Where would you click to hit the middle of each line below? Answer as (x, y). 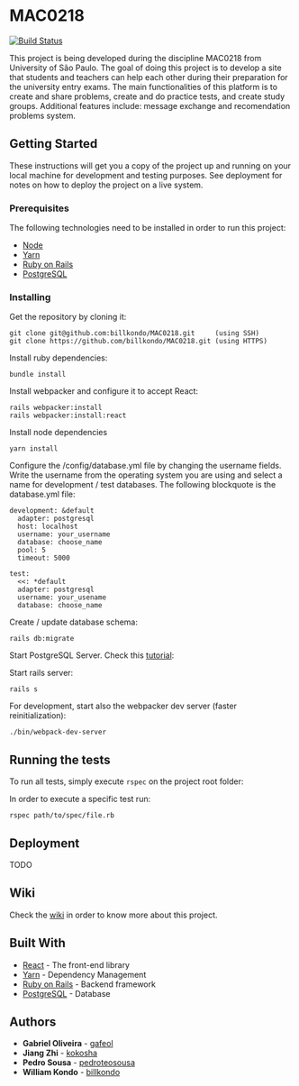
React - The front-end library (76, 964)
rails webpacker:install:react (68, 415)
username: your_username (64, 534)
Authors (33, 1022)
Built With (37, 943)
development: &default (52, 511)
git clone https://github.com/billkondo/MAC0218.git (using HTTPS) (139, 342)
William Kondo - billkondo (71, 1072)
